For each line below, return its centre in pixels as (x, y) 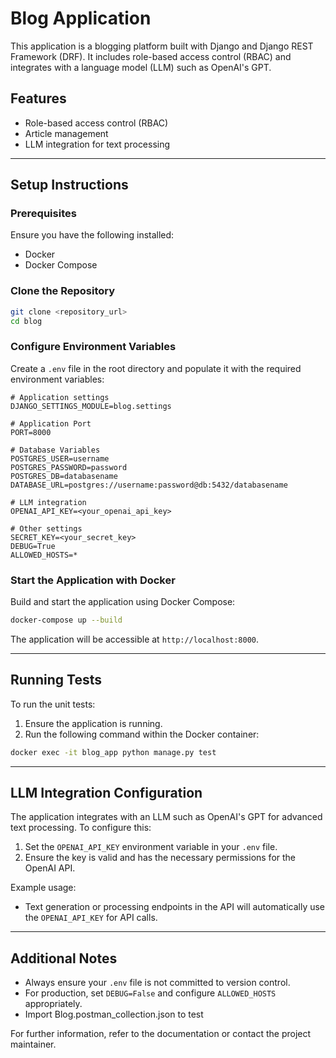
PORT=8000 (31, 432)
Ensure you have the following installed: (92, 235)
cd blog (26, 321)
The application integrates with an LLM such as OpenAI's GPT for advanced (166, 817)
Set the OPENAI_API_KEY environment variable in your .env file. (151, 847)
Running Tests (56, 680)
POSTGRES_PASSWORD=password (69, 467)
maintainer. (33, 1044)
